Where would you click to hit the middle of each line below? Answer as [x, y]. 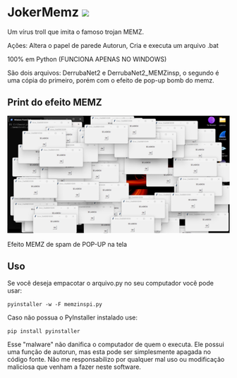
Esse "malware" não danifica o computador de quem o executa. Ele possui [116, 345]
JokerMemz [43, 12]
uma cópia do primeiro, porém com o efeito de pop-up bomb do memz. [111, 80]
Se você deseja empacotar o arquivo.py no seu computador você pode [110, 283]
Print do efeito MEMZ [55, 103]
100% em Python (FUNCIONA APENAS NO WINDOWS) [87, 59]
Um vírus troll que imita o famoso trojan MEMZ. [76, 32]
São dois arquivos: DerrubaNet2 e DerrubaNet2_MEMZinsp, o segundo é [113, 73]
